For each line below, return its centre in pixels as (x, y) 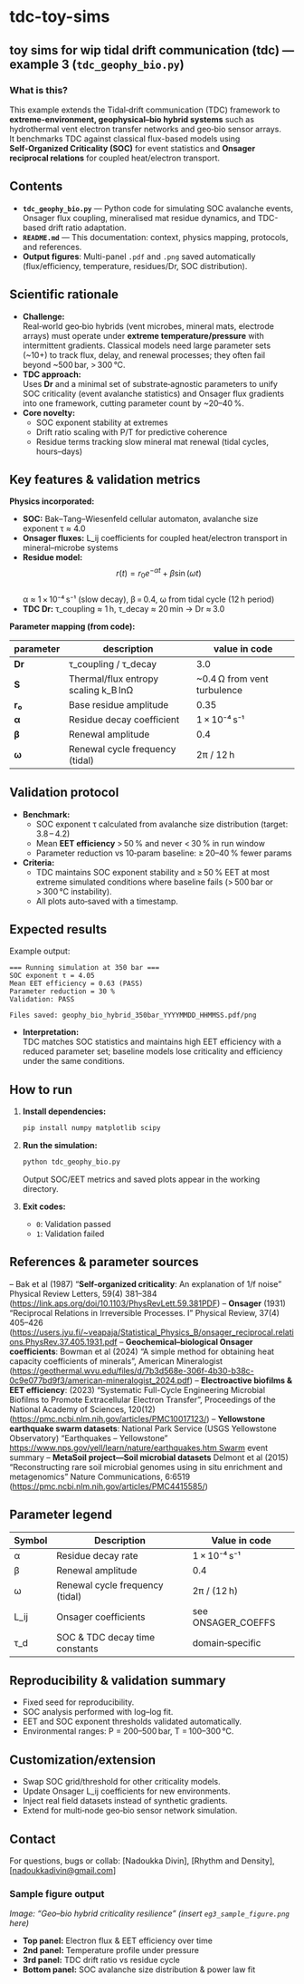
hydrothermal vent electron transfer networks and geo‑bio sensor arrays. (146, 129)
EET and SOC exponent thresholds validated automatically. (132, 1722)
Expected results (58, 929)
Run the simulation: (60, 1146)
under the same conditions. (73, 1061)
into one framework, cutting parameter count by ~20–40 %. (133, 403)
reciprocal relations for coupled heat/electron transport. (114, 158)
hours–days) (59, 451)
